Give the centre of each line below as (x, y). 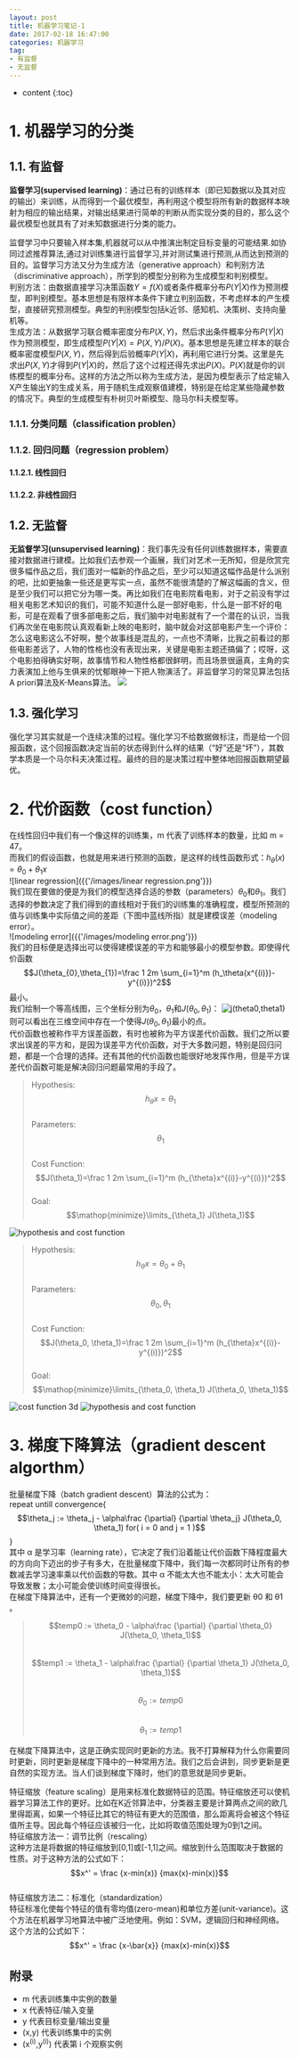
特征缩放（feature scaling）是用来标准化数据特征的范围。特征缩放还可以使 (145, 1792)
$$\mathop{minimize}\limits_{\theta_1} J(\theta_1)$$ (161, 1215)
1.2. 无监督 (38, 525)
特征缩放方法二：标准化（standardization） (88, 1898)
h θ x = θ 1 (161, 1100)
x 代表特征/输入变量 (58, 2010)
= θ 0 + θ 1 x (28, 870)
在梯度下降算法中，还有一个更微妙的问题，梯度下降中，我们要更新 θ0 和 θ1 (146, 1596)
